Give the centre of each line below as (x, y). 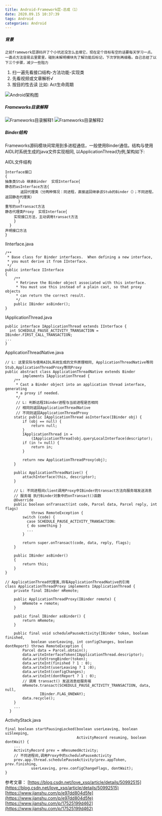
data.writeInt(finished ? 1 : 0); (57, 663)
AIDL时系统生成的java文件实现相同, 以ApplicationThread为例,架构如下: (75, 152)
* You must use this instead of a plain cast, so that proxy (79, 287)
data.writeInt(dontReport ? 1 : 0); (59, 676)
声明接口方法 (16, 231)
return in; (42, 447)
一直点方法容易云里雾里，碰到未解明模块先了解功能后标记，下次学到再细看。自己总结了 (79, 58)
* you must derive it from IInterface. (48, 261)
